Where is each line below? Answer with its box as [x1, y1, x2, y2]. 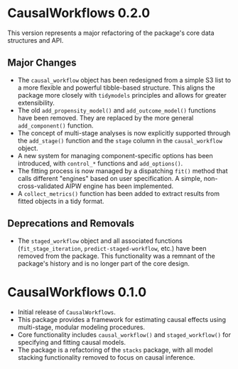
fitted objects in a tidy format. [17, 197, 104, 205]
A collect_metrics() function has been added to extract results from [17, 189, 220, 197]
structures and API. [7, 36, 64, 44]
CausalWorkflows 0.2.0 [7, 5, 151, 21]
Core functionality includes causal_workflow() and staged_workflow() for [17, 330, 231, 339]
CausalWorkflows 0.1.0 [7, 284, 147, 300]
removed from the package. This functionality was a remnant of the [17, 251, 215, 260]
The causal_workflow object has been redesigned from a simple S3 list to [17, 76, 232, 84]
